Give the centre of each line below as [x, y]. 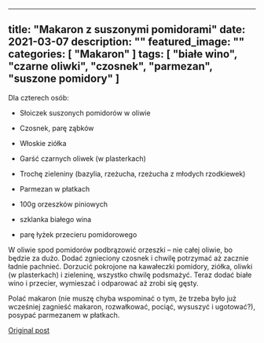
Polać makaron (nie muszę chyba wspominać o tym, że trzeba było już [123, 298]
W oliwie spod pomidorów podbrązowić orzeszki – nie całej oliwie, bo [121, 250]
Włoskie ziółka [43, 143]
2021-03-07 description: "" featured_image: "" [126, 42]
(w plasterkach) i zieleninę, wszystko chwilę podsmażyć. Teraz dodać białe [130, 275]
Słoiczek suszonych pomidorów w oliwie [85, 113]
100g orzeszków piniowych [64, 204]
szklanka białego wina [55, 219]
